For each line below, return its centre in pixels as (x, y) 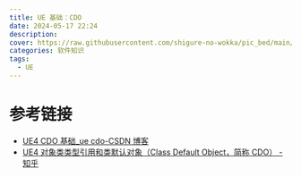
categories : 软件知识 (47, 51)
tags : (19, 59)
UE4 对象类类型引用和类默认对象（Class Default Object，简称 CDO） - (153, 152)
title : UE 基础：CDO (46, 17)
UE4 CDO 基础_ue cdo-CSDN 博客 (86, 140)
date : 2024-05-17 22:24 (54, 26)
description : (34, 34)
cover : (21, 42)
